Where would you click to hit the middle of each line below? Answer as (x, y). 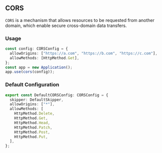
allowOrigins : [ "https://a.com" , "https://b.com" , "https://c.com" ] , (83, 53)
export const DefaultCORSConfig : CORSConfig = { (57, 95)
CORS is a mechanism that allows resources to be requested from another (80, 20)
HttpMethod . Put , (31, 137)
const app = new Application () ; (39, 67)
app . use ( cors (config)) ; (30, 72)
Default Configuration (32, 85)
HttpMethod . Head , (32, 123)
